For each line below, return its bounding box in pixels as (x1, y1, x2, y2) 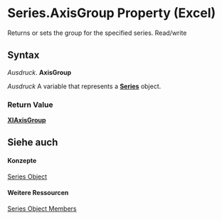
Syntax (7, 49, 40, 61)
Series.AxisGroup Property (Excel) (7, 5, 216, 21)
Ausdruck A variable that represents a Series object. (7, 82, 162, 90)
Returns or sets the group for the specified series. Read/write (7, 28, 187, 37)
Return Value (7, 100, 53, 110)
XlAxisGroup (7, 116, 46, 125)
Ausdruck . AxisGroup (7, 68, 72, 76)
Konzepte (7, 157, 37, 165)
